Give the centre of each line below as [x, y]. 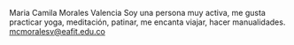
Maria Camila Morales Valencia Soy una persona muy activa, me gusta [137, 13]
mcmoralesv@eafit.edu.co [58, 31]
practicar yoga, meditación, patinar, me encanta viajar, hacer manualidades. [147, 22]
